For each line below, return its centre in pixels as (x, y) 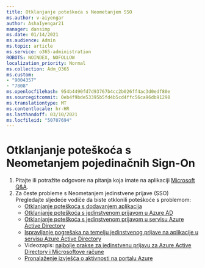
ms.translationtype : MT (37, 103)
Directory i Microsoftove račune (64, 252)
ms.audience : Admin (31, 40)
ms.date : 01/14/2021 (33, 35)
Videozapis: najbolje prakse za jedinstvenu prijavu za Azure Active (108, 245)
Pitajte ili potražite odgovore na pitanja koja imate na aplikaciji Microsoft (105, 181)
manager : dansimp (28, 29)
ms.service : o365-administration (49, 52)
